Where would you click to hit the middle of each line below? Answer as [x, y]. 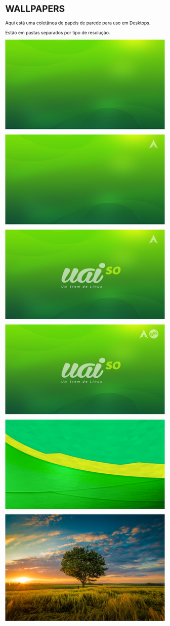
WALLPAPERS [35, 9]
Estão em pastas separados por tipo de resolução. [58, 32]
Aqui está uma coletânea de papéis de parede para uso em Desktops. [78, 23]
